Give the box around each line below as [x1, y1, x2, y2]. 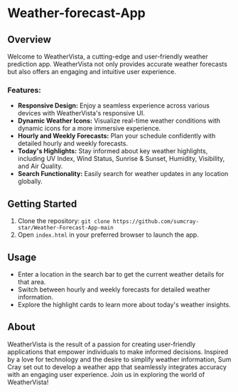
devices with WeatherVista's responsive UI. [17, 109, 146, 118]
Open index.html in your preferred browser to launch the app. [17, 230, 199, 239]
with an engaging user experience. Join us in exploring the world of [7, 370, 205, 378]
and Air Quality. [17, 162, 63, 170]
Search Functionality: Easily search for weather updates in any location [17, 170, 229, 178]
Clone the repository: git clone [17, 217, 110, 225]
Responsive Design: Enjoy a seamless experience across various [17, 101, 210, 110]
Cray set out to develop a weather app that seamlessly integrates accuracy [7, 362, 227, 371]
